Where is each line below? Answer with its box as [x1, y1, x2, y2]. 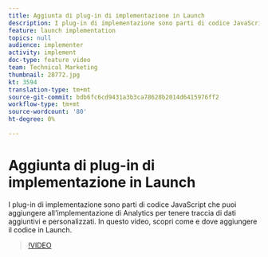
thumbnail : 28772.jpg [8, 71, 81, 79]
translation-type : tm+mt [8, 85, 91, 94]
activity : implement [8, 49, 77, 56]
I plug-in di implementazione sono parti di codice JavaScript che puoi [8, 200, 237, 209]
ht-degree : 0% [8, 115, 56, 123]
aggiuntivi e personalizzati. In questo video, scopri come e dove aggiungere [8, 216, 258, 226]
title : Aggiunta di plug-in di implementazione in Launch [8, 11, 205, 20]
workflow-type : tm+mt [8, 100, 81, 108]
